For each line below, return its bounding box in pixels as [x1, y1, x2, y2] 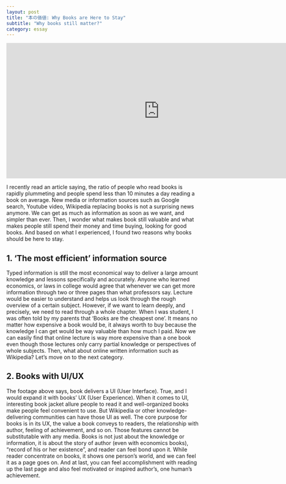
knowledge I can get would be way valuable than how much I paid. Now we [6, 328, 196, 335]
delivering [6, 413, 32, 421]
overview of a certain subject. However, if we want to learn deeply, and [6, 302, 185, 309]
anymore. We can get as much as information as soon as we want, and [6, 209, 185, 217]
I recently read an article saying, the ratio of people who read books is [6, 184, 183, 191]
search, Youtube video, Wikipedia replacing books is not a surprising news [6, 203, 194, 211]
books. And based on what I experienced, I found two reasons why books [6, 229, 192, 236]
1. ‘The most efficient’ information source [6, 253, 167, 263]
